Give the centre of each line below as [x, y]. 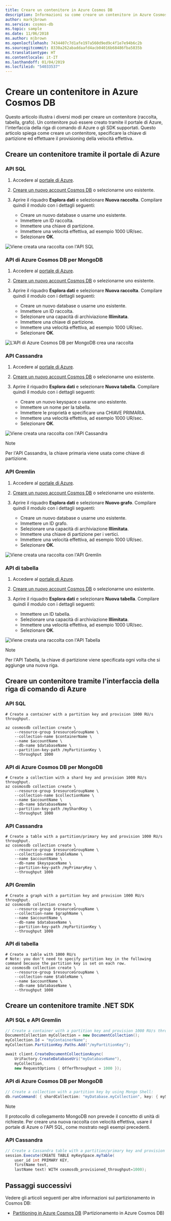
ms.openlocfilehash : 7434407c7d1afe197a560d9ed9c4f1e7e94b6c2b [74, 43]
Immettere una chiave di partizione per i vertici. [70, 534]
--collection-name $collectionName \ [54, 795]
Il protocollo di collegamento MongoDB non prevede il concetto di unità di [82, 1116]
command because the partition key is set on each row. [66, 963]
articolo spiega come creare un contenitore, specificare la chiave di [76, 133]
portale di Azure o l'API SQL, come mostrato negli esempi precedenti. [78, 1127]
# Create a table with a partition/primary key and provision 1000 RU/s [84, 837]
